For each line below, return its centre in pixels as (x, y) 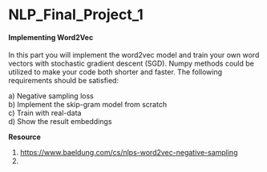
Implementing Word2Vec (51, 37)
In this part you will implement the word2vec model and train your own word (134, 55)
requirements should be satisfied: (63, 81)
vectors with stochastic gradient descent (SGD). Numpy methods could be (131, 64)
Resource (25, 137)
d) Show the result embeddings (60, 122)
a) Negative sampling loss (51, 96)
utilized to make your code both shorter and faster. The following (115, 72)
